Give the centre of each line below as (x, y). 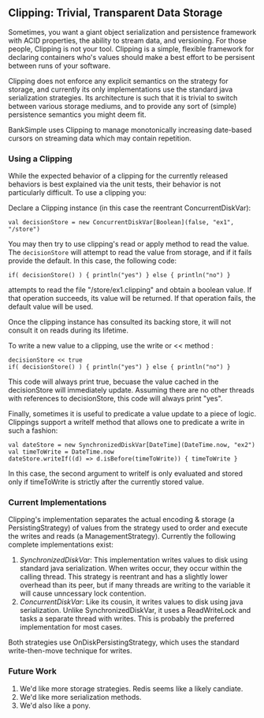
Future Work (32, 671)
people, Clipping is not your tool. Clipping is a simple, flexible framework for (131, 49)
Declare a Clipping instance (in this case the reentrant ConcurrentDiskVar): (130, 208)
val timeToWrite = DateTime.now (61, 452)
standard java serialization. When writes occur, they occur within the (131, 569)
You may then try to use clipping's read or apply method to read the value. (129, 244)
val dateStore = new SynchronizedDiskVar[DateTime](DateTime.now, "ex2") (132, 445)
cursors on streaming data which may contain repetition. (100, 138)
